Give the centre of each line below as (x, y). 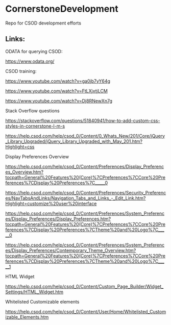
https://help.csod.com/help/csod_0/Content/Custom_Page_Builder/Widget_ (84, 286)
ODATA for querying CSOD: (34, 51)
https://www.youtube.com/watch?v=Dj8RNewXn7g (59, 101)
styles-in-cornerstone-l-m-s (35, 126)
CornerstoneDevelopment (62, 9)
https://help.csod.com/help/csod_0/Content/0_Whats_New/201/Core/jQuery (85, 136)
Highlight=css (20, 146)
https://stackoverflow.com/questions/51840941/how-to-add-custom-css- (83, 120)
